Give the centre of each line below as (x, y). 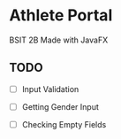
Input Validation (50, 89)
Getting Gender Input (60, 106)
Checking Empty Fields (64, 124)
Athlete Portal (61, 15)
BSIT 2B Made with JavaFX (59, 40)
